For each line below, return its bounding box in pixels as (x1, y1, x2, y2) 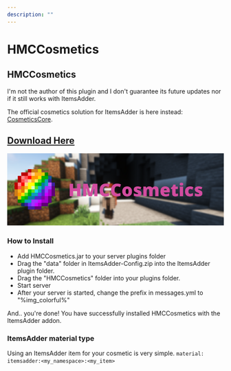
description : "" (7, 11, 54, 18)
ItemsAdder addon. (7, 316, 62, 324)
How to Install (7, 236, 54, 246)
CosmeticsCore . (7, 115, 53, 123)
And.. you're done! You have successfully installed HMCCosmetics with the (7, 309, 221, 317)
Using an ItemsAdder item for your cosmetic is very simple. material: (7, 349, 204, 357)
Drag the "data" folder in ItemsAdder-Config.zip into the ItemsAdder (16, 259, 211, 267)
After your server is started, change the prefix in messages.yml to (16, 289, 203, 297)
